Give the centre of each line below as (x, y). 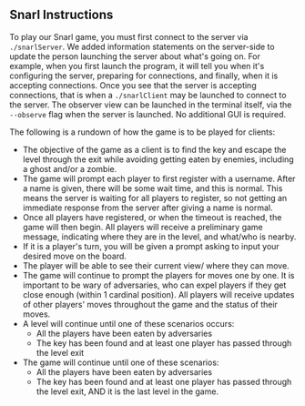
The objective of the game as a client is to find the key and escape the (154, 149)
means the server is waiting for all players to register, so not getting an (155, 198)
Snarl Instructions (61, 15)
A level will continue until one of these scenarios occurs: (128, 323)
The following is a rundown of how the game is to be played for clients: (142, 132)
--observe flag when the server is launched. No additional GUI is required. (148, 114)
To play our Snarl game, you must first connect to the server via (129, 36)
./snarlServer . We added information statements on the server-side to (142, 46)
